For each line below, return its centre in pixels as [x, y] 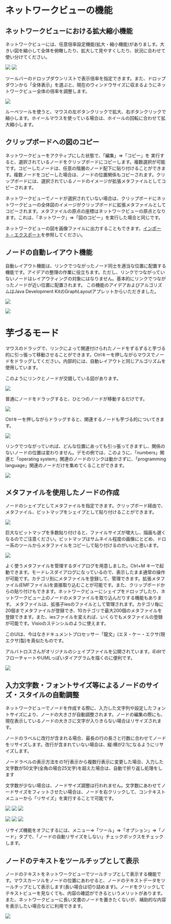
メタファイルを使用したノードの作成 [62, 492]
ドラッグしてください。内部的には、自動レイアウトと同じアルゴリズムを [90, 361]
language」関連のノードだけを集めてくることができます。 [66, 465]
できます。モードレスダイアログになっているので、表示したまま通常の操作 [87, 572]
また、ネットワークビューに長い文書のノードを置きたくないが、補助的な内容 [86, 899]
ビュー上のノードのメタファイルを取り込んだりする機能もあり [92, 598]
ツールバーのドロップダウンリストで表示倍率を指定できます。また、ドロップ [86, 78]
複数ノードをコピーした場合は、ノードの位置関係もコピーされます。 [85, 174]
